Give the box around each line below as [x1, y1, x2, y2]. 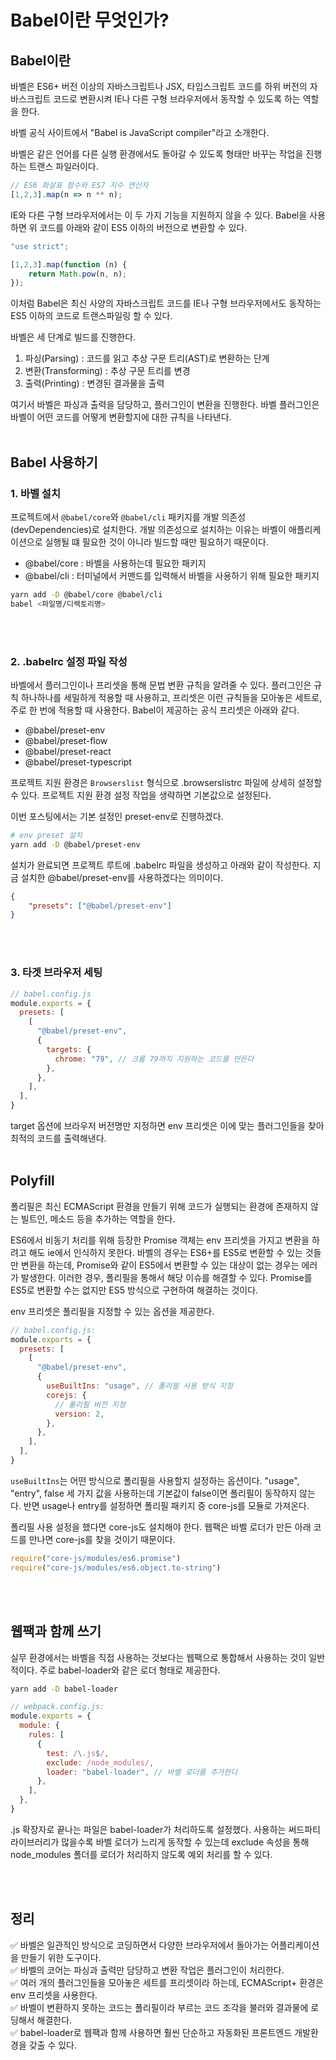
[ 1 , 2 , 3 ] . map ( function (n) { [10, 259, 128, 270]
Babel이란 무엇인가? [10, 9, 170, 32]
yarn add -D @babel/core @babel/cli [10, 589, 163, 600]
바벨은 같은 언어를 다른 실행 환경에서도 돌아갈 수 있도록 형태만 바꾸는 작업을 [10, 148, 304, 160]
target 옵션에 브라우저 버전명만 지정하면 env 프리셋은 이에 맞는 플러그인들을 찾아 [10, 1120, 325, 1132]
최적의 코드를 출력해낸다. [10, 1132, 107, 1145]
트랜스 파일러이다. [28, 161, 99, 172]
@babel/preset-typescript [24, 756, 132, 768]
